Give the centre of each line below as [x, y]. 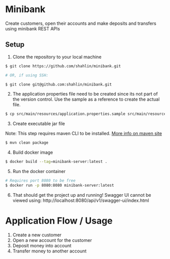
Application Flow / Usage [59, 221]
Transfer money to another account [50, 251]
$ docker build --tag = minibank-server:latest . [56, 162]
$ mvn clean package [27, 143]
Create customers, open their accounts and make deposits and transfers [81, 23]
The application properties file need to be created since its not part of [85, 94]
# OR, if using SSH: [27, 75]
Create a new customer [37, 235]
